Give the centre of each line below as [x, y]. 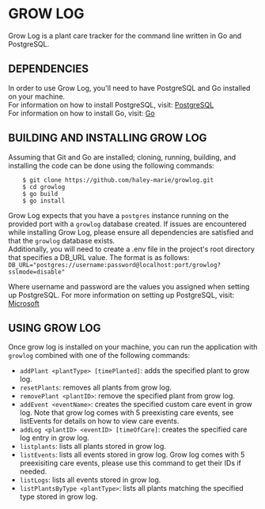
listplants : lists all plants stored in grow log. [93, 447]
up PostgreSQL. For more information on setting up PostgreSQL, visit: [121, 295]
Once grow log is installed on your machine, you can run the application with [133, 347]
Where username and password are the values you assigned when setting [129, 286]
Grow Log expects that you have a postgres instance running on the [119, 215]
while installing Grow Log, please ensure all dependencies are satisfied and [131, 232]
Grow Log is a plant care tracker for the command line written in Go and [125, 36]
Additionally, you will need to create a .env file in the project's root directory [132, 249]
